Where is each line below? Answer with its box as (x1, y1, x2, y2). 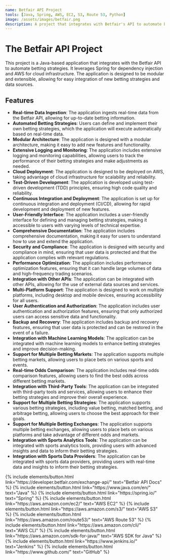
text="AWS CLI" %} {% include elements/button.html (5, 528, 115, 533)
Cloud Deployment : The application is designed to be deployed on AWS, (12, 169, 164, 174)
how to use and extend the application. (12, 239, 94, 244)
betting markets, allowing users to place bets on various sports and (12, 357, 153, 362)
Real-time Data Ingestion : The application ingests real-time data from (12, 110, 159, 115)
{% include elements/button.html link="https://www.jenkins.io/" (5, 538, 138, 544)
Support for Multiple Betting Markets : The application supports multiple (12, 351, 164, 357)
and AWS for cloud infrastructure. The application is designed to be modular (5, 71, 164, 77)
